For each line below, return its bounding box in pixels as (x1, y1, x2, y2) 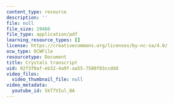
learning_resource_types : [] (6, 37, 81, 43)
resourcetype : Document (6, 54, 67, 60)
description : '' (6, 15, 48, 21)
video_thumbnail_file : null (12, 76, 84, 82)
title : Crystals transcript (6, 59, 78, 65)
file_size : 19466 (6, 25, 51, 32)
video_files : (6, 71, 40, 77)
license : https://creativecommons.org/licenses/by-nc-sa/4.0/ (6, 43, 168, 49)
